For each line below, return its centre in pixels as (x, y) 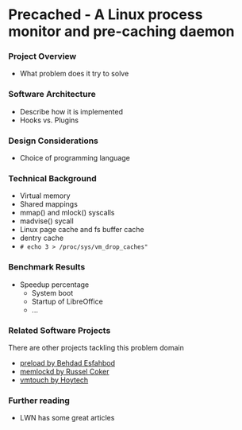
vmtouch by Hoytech (54, 380)
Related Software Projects (60, 330)
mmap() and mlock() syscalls (67, 213)
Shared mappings (48, 204)
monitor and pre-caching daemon (122, 31)
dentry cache (42, 238)
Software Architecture (52, 95)
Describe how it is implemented (71, 111)
